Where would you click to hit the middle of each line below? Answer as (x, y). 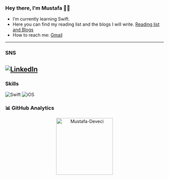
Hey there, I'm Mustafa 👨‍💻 (38, 8)
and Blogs (23, 30)
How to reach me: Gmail (37, 35)
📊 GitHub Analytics (30, 108)
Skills (12, 84)
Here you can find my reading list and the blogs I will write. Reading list (86, 24)
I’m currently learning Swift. (41, 19)
